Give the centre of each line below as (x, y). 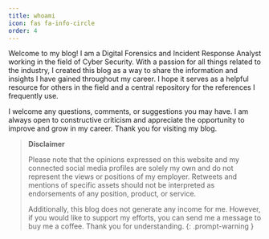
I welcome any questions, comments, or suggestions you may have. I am (128, 111)
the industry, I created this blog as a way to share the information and (123, 71)
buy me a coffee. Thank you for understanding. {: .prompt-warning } (141, 226)
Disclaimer (47, 144)
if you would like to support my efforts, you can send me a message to (145, 218)
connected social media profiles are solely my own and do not (131, 168)
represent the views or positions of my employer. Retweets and (132, 176)
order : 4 (23, 30)
